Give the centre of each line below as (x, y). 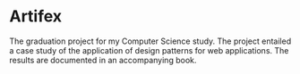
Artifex (36, 16)
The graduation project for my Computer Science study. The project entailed (150, 41)
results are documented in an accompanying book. (103, 60)
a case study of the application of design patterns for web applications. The (149, 50)
